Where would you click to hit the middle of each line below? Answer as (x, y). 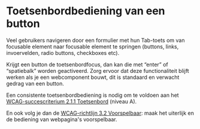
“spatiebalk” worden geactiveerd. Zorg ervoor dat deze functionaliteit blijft (98, 70)
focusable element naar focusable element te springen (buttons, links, (93, 47)
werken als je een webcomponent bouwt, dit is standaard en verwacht (93, 77)
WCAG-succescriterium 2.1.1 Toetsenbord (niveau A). (72, 101)
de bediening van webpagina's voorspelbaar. (62, 119)
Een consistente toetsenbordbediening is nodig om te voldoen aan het (93, 95)
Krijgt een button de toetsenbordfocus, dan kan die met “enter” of (87, 64)
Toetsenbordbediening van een (86, 11)
